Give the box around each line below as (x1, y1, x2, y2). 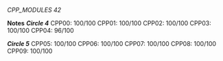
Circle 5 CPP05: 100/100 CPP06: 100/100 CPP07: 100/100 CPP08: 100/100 (7, 40, 217, 47)
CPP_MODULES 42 (7, 6, 62, 14)
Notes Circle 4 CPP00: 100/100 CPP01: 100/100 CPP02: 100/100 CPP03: (7, 19, 211, 27)
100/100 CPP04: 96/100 (7, 27, 74, 34)
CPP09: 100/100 (7, 47, 53, 55)
